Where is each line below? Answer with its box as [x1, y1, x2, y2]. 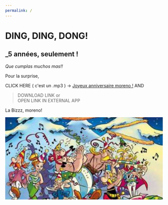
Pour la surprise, [5, 73, 39, 79]
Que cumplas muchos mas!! [5, 63, 63, 69]
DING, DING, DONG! [5, 30, 88, 41]
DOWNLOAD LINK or [17, 92, 60, 98]
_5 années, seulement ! [5, 50, 78, 58]
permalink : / [5, 8, 32, 13]
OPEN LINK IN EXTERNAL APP [17, 97, 80, 103]
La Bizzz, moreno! [5, 107, 42, 113]
